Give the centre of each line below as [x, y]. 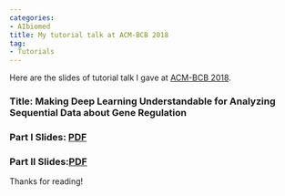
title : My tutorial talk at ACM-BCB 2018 [89, 35]
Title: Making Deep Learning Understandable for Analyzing [142, 101]
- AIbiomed [30, 26]
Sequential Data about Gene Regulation [98, 113]
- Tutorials [32, 52]
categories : [32, 18]
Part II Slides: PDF [49, 161]
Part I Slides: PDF [48, 137]
